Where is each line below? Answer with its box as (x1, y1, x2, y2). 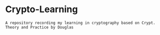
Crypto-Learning (5, 4, 78, 15)
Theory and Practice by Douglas (5, 24, 74, 30)
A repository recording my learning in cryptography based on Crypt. (5, 20, 156, 25)
